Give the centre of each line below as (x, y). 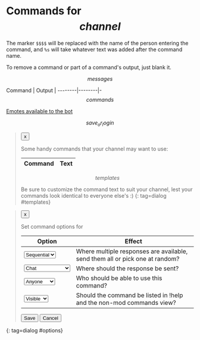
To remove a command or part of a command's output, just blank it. (89, 67)
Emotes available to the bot (40, 111)
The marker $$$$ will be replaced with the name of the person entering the (97, 43)
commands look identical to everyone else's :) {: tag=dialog (93, 195)
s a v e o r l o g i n (100, 123)
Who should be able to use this (119, 278)
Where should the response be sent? (127, 268)
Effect (134, 241)
